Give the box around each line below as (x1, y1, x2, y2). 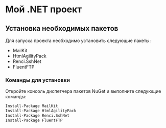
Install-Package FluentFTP (5, 118, 63, 123)
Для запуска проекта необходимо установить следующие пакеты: (5, 37, 151, 44)
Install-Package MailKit (5, 103, 58, 109)
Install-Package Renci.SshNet (5, 113, 70, 118)
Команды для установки (5, 76, 70, 83)
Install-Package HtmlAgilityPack (5, 109, 77, 114)
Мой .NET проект (5, 4, 82, 15)
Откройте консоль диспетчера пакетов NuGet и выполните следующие (5, 88, 161, 94)
